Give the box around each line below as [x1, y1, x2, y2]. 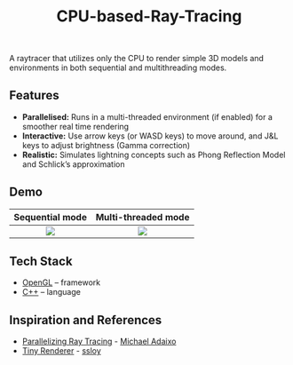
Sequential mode [13, 210, 87, 223]
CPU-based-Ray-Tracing [56, 6, 242, 27]
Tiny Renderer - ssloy [21, 345, 102, 356]
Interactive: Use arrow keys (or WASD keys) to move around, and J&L [21, 131, 279, 141]
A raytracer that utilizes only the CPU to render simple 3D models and [9, 52, 265, 63]
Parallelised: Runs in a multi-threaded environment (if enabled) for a [21, 111, 273, 122]
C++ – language [21, 287, 82, 298]
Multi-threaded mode [95, 210, 190, 223]
